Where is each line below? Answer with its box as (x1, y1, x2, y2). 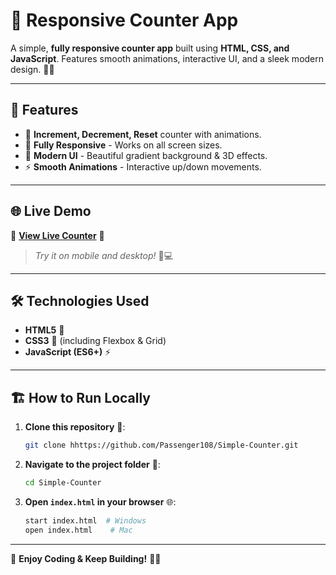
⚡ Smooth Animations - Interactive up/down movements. (24, 160, 262, 173)
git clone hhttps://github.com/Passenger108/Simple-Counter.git (24, 440, 299, 451)
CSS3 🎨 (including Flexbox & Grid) (24, 335, 167, 347)
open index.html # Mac (24, 525, 133, 535)
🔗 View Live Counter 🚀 (10, 229, 105, 241)
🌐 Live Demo (10, 203, 92, 220)
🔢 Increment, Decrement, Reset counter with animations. (24, 128, 262, 140)
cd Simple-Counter (24, 478, 102, 488)
